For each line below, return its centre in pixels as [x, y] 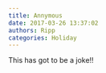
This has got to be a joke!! [51, 60]
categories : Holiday [43, 38]
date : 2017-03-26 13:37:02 [53, 23]
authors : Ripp [32, 30]
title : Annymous [35, 15]
